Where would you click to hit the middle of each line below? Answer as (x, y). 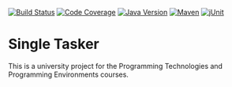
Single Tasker (54, 44)
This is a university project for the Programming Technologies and (116, 66)
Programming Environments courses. (68, 74)
